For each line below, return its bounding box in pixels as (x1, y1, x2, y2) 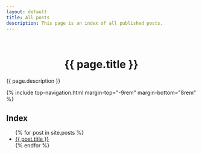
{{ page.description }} (6, 77, 61, 85)
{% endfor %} (14, 142, 50, 149)
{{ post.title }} (14, 135, 49, 143)
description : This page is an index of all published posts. (6, 20, 163, 26)
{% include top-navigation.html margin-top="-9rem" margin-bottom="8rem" (6, 89, 197, 97)
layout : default (6, 8, 47, 15)
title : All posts (6, 14, 50, 21)
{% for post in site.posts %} (14, 129, 84, 136)
